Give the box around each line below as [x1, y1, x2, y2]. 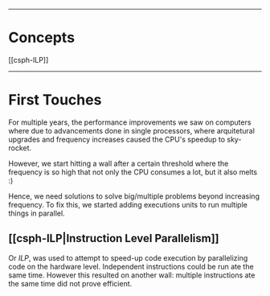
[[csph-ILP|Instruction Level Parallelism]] [8, 232, 219, 245]
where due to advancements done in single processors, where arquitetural [8, 125, 256, 135]
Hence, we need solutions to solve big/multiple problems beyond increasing [8, 191, 260, 201]
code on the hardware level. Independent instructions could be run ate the [8, 261, 255, 271]
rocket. [8, 142, 32, 153]
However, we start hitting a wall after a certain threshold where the [8, 158, 229, 168]
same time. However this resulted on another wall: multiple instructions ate [8, 270, 256, 280]
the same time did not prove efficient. [8, 278, 133, 288]
